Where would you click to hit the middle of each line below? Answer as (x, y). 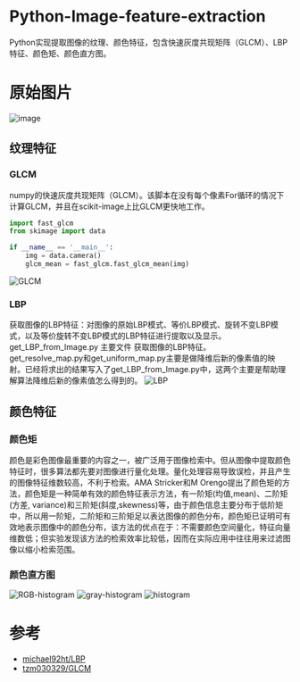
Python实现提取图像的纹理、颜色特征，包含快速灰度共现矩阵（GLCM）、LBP (149, 42)
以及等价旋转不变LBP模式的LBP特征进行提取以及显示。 (125, 336)
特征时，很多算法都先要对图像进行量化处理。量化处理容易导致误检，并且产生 (150, 471)
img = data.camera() (63, 256)
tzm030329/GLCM (57, 669)
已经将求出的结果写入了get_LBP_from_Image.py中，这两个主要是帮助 (151, 370)
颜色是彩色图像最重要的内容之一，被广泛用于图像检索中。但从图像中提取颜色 (150, 460)
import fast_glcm (42, 223)
